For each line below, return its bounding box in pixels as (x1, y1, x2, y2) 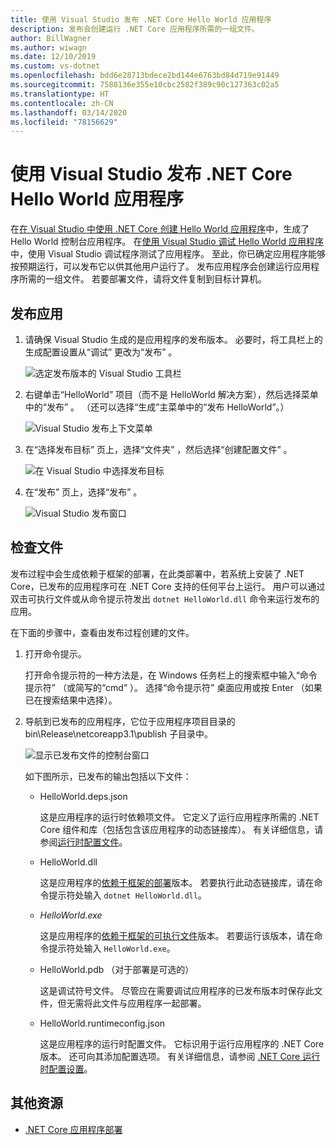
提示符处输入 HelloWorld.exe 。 (48, 942, 176, 954)
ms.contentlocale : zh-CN (10, 98, 114, 108)
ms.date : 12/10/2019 (10, 52, 97, 62)
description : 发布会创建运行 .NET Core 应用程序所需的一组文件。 (10, 24, 260, 34)
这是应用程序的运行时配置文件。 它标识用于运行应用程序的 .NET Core (39, 1037, 325, 1050)
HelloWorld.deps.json (39, 790, 128, 802)
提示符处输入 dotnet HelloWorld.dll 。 (48, 889, 207, 901)
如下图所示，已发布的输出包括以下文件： (24, 770, 192, 782)
